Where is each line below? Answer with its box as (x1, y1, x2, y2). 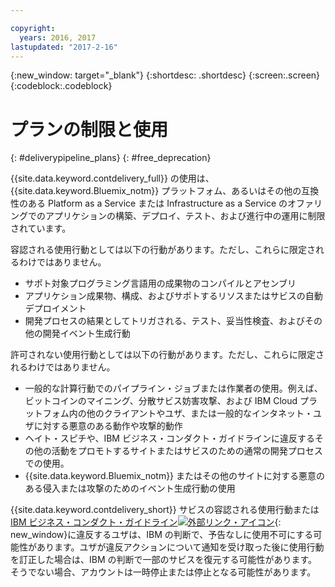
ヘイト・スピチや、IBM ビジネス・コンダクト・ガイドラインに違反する (24, 432, 315, 445)
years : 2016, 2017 (19, 32, 97, 43)
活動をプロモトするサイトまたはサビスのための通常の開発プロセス (51, 445, 323, 457)
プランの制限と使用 (10, 118, 169, 141)
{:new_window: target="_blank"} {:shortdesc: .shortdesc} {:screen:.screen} (10, 69, 321, 81)
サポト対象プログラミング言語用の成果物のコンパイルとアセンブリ (24, 277, 297, 290)
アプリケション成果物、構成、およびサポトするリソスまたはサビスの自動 (24, 290, 323, 302)
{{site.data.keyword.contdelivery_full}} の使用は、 (10, 172, 215, 185)
